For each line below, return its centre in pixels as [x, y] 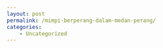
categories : [24, 27]
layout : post [26, 14]
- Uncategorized [44, 34]
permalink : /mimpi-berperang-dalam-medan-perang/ [81, 20]
